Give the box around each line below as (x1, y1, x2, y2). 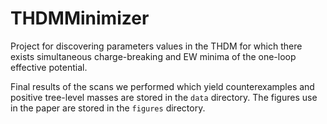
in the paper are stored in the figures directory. (10, 102, 206, 114)
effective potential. (10, 61, 88, 73)
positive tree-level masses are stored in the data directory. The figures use (10, 91, 318, 103)
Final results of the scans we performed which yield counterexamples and (10, 80, 315, 92)
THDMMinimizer (10, 7, 150, 30)
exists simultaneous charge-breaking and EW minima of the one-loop (10, 50, 297, 62)
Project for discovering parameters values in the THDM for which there (10, 40, 303, 52)
